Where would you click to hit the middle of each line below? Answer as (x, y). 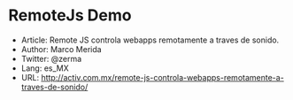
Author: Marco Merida (62, 49)
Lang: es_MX (45, 68)
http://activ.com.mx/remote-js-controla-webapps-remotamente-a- (162, 77)
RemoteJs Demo (70, 15)
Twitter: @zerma (51, 58)
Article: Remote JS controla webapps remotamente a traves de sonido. (150, 40)
